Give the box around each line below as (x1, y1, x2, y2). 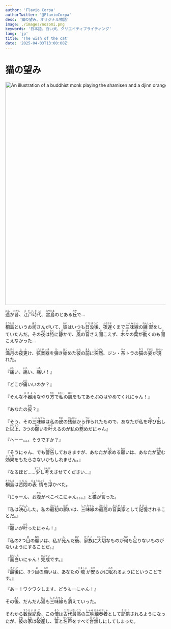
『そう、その (5, 418, 32, 424)
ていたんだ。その (5, 331, 41, 337)
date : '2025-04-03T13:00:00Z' (5, 41, 70, 46)
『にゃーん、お (5, 493, 37, 500)
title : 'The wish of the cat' (5, 36, 70, 41)
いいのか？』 (27, 381, 54, 387)
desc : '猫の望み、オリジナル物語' (5, 17, 69, 22)
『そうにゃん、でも (5, 449, 46, 455)
